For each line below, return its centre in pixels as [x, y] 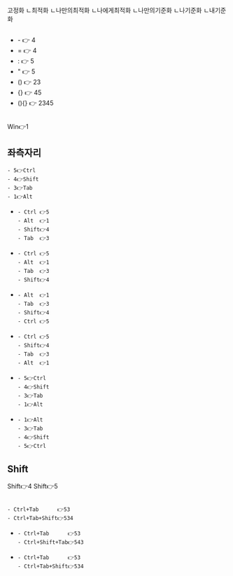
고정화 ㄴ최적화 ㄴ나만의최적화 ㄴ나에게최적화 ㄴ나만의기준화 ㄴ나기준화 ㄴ [108, 10]
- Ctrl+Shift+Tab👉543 [50, 542]
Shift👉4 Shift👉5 [33, 486]
